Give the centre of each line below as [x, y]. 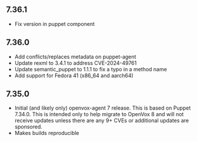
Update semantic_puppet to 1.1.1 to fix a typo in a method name [91, 69]
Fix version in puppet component [55, 24]
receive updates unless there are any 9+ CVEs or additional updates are [102, 121]
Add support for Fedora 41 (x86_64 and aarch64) [74, 75]
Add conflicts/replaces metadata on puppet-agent [75, 57]
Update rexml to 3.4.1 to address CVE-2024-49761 [76, 63]
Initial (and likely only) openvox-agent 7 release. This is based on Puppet [103, 108]
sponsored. [29, 127]
